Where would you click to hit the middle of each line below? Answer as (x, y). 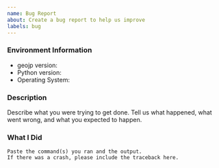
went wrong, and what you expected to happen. (75, 119)
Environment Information (50, 50)
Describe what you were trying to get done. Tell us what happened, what (109, 112)
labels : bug (24, 26)
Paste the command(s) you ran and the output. (75, 152)
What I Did (25, 137)
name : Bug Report (32, 13)
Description (27, 97)
